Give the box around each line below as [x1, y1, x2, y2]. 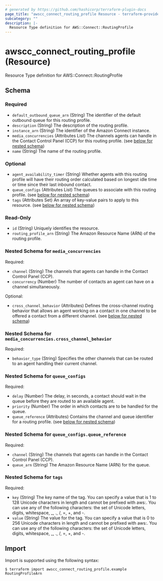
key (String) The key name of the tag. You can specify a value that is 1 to [12, 494, 157, 500]
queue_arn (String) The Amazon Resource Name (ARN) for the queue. [12, 462, 150, 467]
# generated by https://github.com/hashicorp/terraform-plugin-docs [5, 7, 147, 12]
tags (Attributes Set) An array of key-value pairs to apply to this [12, 197, 139, 203]
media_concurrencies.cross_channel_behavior [5, 336, 112, 342]
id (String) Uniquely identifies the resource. [12, 225, 99, 231]
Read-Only [5, 214, 32, 221]
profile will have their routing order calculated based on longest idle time [12, 177, 157, 183]
